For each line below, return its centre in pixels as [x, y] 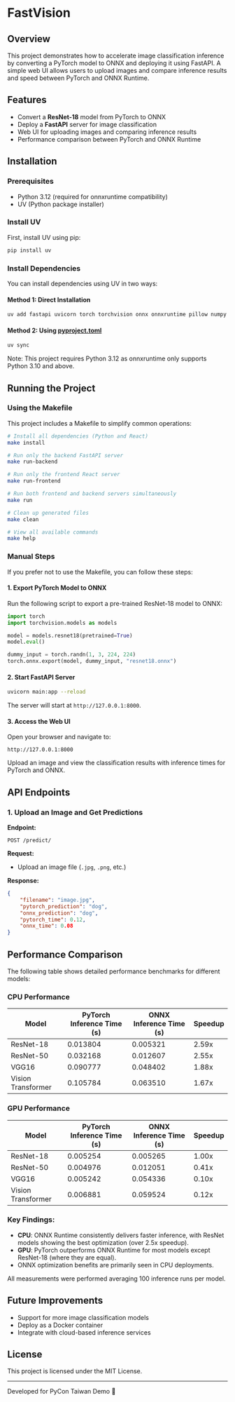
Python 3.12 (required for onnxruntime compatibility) [92, 196]
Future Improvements [55, 1301]
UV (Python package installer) [61, 204]
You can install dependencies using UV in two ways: [83, 283]
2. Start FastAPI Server [41, 677]
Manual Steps [31, 557]
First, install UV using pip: [44, 237]
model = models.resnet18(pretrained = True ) [70, 635]
